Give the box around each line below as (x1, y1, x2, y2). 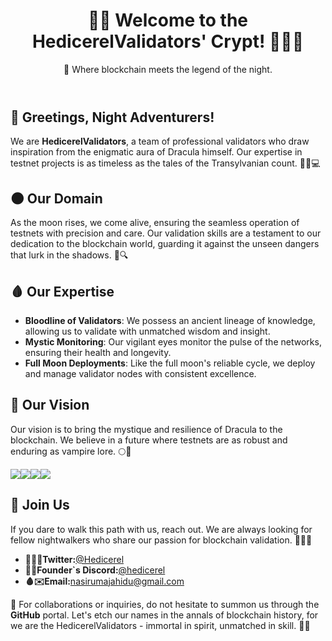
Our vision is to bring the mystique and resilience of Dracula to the (10, 423, 283, 435)
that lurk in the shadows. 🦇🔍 (10, 249, 129, 261)
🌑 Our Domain (10, 190, 103, 207)
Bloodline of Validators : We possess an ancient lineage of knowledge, (24, 314, 316, 326)
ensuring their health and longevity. (24, 346, 172, 358)
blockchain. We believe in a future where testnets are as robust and (10, 434, 288, 446)
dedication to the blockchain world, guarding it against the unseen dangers (10, 238, 320, 250)
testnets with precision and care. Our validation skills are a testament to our (10, 227, 322, 239)
